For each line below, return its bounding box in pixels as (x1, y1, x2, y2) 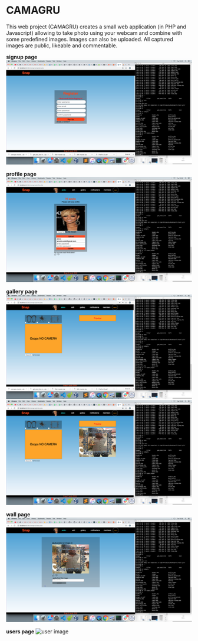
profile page (6, 171, 37, 178)
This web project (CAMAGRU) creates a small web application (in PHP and (6, 23, 187, 30)
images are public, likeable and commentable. (6, 42, 118, 49)
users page (6, 628, 35, 635)
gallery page (6, 288, 38, 295)
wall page (6, 510, 31, 518)
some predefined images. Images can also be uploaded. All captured (6, 35, 174, 43)
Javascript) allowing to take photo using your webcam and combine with (6, 29, 183, 36)
